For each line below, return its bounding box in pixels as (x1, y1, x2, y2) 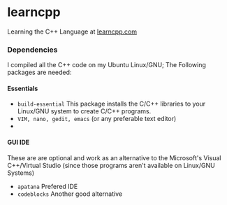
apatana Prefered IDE (17, 182, 78, 190)
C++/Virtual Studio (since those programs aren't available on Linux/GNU (7, 161, 215, 169)
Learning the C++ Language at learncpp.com (7, 27, 138, 36)
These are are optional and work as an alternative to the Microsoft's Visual (7, 153, 221, 162)
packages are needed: (7, 68, 72, 77)
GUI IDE (7, 138, 30, 147)
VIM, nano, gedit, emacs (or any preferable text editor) (17, 115, 177, 123)
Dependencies (7, 45, 58, 55)
